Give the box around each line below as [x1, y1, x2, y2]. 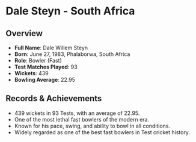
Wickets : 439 [14, 70, 49, 76]
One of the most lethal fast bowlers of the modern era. [14, 116, 150, 123]
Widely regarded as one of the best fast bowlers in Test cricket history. [14, 128, 191, 136]
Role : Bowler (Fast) [14, 57, 63, 64]
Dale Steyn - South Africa [5, 4, 135, 18]
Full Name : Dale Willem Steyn [14, 44, 88, 51]
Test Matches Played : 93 [14, 63, 78, 70]
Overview [5, 28, 43, 39]
